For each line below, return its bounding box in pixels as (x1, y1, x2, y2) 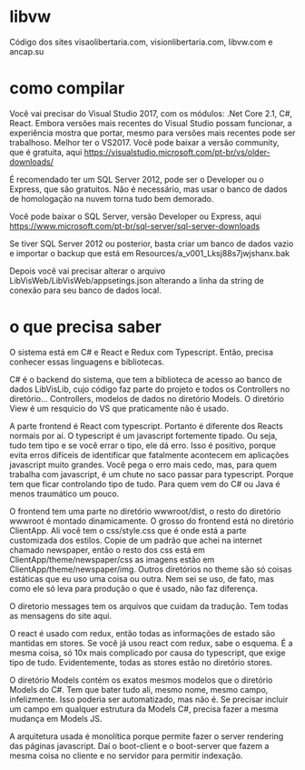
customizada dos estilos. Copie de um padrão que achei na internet (9, 535, 262, 545)
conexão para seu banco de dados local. (9, 285, 162, 295)
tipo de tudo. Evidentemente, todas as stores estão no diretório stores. (9, 656, 273, 667)
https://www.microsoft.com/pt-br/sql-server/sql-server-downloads (9, 220, 261, 231)
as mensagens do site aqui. (9, 610, 112, 621)
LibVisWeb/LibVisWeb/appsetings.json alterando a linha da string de (9, 275, 265, 285)
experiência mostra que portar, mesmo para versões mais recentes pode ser (9, 127, 296, 138)
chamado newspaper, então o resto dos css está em (9, 544, 206, 555)
